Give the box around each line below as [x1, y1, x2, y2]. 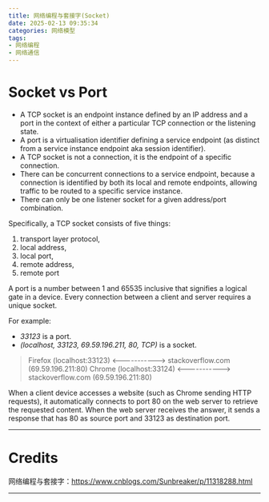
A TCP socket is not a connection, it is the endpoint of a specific [19, 152, 232, 161]
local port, [19, 251, 54, 261]
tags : [8, 34, 26, 42]
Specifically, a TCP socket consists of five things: [8, 218, 171, 228]
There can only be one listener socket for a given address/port [19, 194, 227, 204]
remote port [19, 268, 60, 277]
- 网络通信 [8, 49, 40, 57]
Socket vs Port [8, 83, 108, 102]
